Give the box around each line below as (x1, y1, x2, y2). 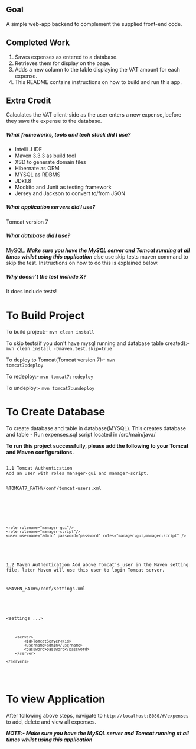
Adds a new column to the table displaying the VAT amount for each (14, 66, 180, 73)
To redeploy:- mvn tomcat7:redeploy (6, 373, 93, 380)
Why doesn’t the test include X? (6, 273, 87, 280)
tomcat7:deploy (6, 363, 44, 369)
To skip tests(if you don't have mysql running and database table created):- (6, 340, 190, 347)
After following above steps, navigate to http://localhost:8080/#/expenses (6, 712, 189, 719)
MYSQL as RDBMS (14, 171, 61, 178)
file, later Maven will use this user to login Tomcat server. (6, 567, 165, 573)
